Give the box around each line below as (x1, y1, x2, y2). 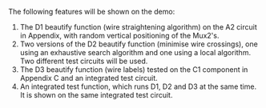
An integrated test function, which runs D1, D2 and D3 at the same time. (19, 82, 257, 91)
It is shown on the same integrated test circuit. (19, 90, 173, 99)
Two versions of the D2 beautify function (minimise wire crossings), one (19, 39, 258, 49)
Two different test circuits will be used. (19, 56, 148, 66)
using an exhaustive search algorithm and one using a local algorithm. (19, 48, 251, 57)
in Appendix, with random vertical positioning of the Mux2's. (19, 31, 220, 40)
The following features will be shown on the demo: (8, 7, 175, 16)
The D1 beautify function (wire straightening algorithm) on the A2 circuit (19, 22, 258, 31)
